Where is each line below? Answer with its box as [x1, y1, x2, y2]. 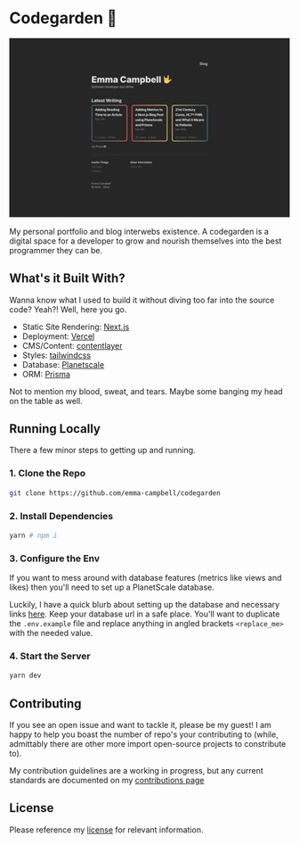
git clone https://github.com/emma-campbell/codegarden [9, 488, 221, 498]
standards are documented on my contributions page [9, 775, 205, 786]
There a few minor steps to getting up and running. [9, 445, 196, 456]
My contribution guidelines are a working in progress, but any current [9, 765, 264, 776]
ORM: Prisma [21, 368, 71, 379]
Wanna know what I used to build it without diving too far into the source [9, 294, 275, 305]
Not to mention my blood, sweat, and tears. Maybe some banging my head [9, 385, 283, 396]
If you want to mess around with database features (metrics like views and [9, 573, 282, 583]
